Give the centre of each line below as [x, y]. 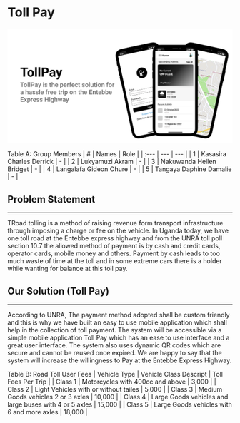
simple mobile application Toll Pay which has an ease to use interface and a [119, 337]
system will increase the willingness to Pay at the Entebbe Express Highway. [120, 360]
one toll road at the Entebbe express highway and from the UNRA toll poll [115, 238]
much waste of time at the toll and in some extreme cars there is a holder [115, 261]
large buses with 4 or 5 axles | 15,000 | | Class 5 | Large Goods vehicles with [120, 404]
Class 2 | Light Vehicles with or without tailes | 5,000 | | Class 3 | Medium [115, 389]
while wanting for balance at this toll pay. [67, 269]
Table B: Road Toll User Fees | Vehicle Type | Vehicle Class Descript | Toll [115, 374]
